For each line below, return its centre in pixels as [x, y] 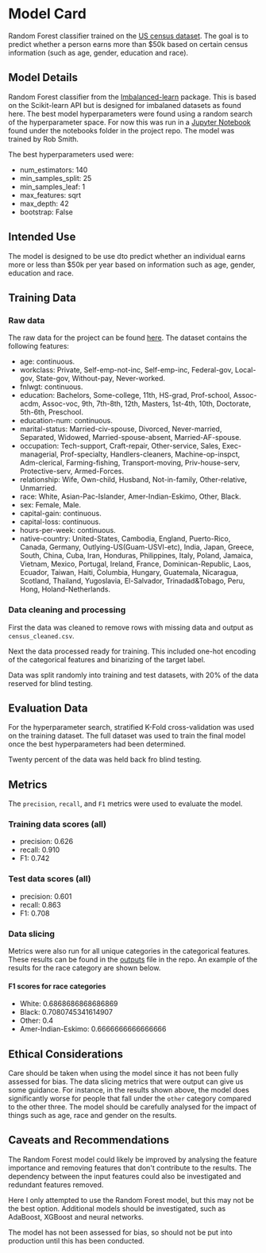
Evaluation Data [48, 708]
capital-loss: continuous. [60, 522]
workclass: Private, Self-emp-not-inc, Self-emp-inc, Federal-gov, [126, 370]
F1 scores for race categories [57, 986]
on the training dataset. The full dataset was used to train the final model [127, 736]
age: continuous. [47, 361]
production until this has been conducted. [77, 1240]
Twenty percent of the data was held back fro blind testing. [105, 760]
